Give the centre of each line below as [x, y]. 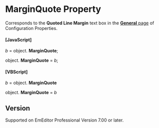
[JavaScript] [18, 40]
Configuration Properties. [31, 28]
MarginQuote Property [53, 9]
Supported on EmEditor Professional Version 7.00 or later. [64, 120]
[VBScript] [17, 72]
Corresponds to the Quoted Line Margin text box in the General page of [80, 23]
